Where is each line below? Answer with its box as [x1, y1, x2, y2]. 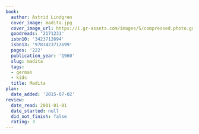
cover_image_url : [11, 25, 54, 31]
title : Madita [11, 81, 46, 87]
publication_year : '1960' [11, 53, 75, 59]
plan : [5, 86, 19, 92]
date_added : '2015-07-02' [11, 91, 75, 97]
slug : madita [11, 58, 43, 64]
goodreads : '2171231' [11, 31, 65, 37]
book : [5, 8, 19, 15]
